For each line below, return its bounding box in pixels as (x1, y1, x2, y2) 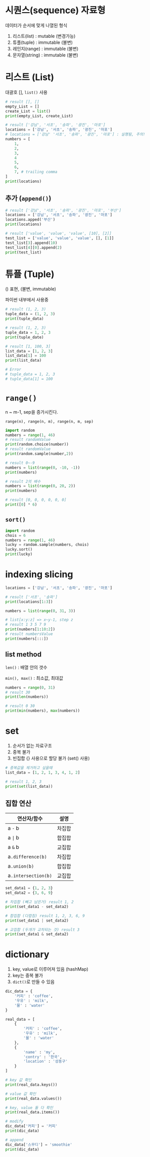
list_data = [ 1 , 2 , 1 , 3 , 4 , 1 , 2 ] (5, 770, 80, 775)
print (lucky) (5, 551, 33, 557)
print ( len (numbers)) (5, 694, 49, 699)
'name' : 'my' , (23, 1049, 56, 1054)
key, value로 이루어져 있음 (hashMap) (12, 966, 88, 972)
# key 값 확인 (5, 1078, 32, 1083)
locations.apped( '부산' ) (5, 217, 56, 222)
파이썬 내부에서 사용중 (5, 296, 49, 303)
